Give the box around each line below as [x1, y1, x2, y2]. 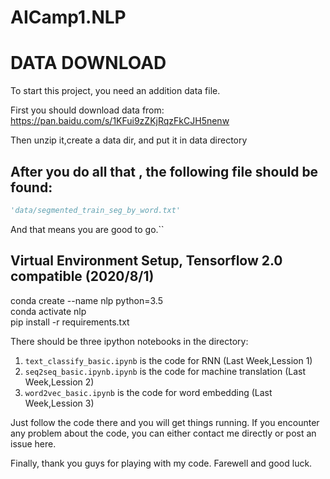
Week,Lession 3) [24, 397, 95, 409]
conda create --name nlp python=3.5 [10, 294, 163, 306]
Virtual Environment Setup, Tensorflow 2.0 [10, 252, 283, 270]
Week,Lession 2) [24, 376, 95, 388]
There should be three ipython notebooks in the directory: [10, 335, 249, 347]
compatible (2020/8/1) [10, 268, 155, 285]
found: [10, 179, 53, 196]
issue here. [10, 437, 57, 450]
